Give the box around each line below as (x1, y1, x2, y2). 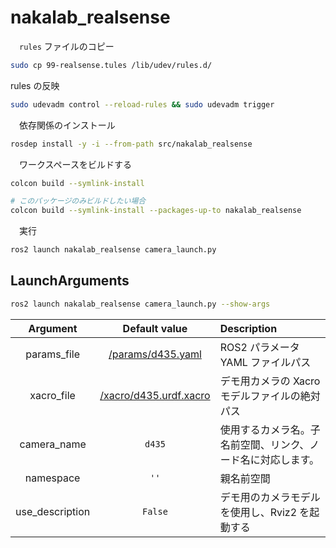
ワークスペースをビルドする (18, 158, 132, 170)
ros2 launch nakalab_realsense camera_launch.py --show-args (10, 299, 271, 309)
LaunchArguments (10, 272, 130, 290)
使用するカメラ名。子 (219, 422, 321, 436)
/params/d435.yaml (108, 347, 202, 361)
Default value (122, 321, 188, 335)
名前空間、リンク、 (219, 437, 310, 451)
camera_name (19, 437, 87, 451)
